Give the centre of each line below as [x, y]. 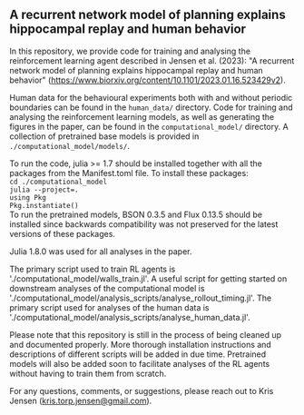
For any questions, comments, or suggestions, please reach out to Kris [142, 390]
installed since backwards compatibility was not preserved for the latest [144, 224]
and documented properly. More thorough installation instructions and [141, 344]
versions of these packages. [63, 233]
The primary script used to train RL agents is [93, 269]
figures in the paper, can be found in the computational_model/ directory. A [149, 126]
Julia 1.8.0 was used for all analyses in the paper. [101, 251]
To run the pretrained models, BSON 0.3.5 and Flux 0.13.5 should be [136, 214]
